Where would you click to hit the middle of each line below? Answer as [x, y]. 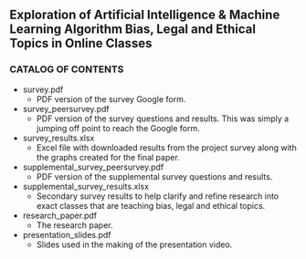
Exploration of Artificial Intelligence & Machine [145, 15]
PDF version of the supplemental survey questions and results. [154, 176]
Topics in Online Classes [81, 43]
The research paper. [74, 225]
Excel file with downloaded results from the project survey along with [166, 147]
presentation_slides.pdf [67, 234]
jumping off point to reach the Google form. [118, 128]
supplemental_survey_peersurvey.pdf [93, 167]
